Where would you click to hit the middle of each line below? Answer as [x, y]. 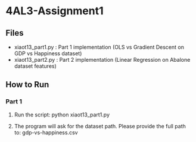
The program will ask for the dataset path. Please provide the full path [100, 126]
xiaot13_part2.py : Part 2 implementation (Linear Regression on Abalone [102, 60]
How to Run [27, 85]
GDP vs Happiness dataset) [48, 53]
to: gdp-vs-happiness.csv [46, 132]
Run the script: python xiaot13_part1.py [62, 115]
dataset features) [35, 66]
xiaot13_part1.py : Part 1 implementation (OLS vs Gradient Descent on [99, 47]
